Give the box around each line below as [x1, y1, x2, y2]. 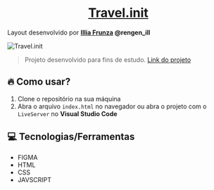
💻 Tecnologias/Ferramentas [7, 131, 135, 143]
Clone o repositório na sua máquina [17, 94, 121, 103]
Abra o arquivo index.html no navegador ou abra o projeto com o [17, 102, 207, 110]
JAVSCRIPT [17, 175, 51, 184]
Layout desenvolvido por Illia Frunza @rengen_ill [7, 28, 151, 37]
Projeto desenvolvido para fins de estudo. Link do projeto [24, 55, 191, 64]
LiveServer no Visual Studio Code [17, 109, 118, 118]
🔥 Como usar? [7, 76, 71, 88]
